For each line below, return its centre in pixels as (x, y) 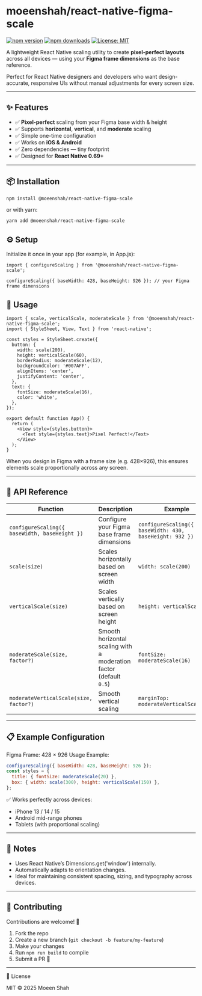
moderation (115, 661)
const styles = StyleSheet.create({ (52, 339)
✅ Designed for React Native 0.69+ (59, 156)
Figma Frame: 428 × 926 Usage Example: (58, 755)
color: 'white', (38, 397)
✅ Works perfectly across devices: (49, 799)
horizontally (115, 559)
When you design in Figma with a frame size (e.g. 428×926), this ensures (97, 461)
